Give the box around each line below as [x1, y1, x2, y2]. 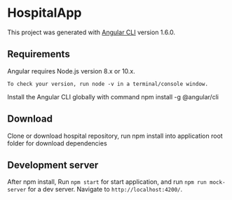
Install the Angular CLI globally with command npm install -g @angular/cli [7, 92, 219, 101]
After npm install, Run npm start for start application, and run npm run [7, 178, 207, 186]
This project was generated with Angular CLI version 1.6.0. [7, 28, 176, 36]
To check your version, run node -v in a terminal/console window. [7, 80, 209, 87]
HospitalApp [7, 5, 82, 21]
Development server [7, 159, 99, 171]
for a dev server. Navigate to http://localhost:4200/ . [27, 185, 183, 194]
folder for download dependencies [7, 138, 107, 148]
